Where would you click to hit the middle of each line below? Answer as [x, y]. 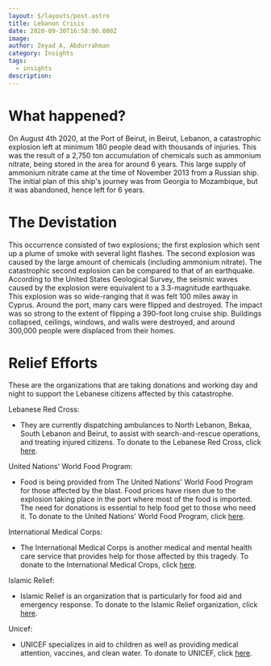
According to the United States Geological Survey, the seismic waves [123, 279]
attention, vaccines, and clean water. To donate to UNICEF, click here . [136, 653]
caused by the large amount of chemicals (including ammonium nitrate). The [135, 262]
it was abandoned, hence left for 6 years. [77, 190]
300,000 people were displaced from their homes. [92, 330]
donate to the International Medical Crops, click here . [108, 565]
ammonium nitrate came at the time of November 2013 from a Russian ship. [134, 172]
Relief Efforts [53, 363]
